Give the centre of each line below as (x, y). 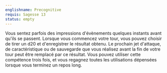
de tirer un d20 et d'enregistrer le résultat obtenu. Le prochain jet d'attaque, (83, 44)
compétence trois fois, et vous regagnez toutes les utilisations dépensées (81, 60)
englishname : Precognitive (33, 10)
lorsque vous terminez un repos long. (44, 65)
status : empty (20, 19)
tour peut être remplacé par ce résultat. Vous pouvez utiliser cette (73, 54)
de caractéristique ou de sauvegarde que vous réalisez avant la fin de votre (83, 49)
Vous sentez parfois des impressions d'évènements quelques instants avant (83, 33)
